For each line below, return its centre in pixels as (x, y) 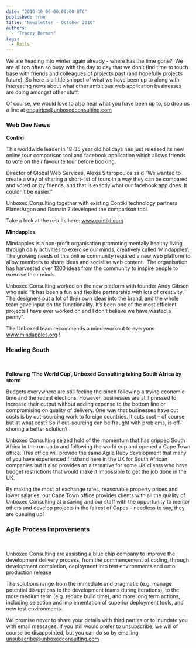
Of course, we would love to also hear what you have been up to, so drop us (98, 103)
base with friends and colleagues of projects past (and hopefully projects (94, 73)
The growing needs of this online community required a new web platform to (98, 256)
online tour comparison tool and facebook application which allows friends (96, 156)
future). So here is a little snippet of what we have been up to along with (93, 79)
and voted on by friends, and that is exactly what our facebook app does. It (97, 185)
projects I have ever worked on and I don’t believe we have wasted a (89, 311)
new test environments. (34, 609)
